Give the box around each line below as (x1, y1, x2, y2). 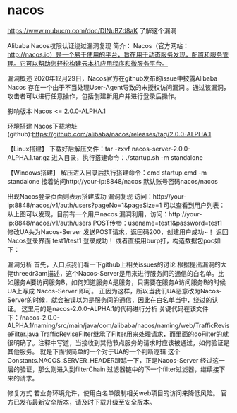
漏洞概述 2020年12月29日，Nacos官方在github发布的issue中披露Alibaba (7, 74, 218, 83)
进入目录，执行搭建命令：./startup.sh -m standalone (51, 153, 203, 161)
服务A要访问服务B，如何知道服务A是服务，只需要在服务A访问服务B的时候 (13, 278, 226, 286)
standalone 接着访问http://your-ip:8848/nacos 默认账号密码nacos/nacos (7, 177, 219, 185)
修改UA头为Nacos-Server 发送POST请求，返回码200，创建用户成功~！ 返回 (7, 227, 229, 235)
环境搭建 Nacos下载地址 (7, 122, 78, 130)
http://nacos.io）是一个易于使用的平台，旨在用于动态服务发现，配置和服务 (7, 50, 223, 59)
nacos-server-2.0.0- (131, 144, 191, 153)
